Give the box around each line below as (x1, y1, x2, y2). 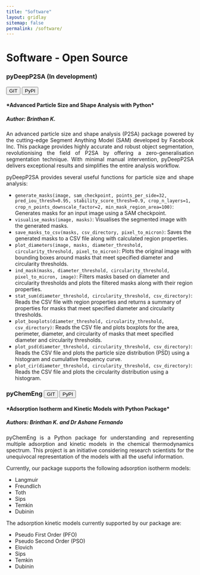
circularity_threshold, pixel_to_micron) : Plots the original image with (14, 247, 192, 255)
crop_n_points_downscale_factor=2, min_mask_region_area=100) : (14, 203, 174, 210)
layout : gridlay (6, 14, 46, 20)
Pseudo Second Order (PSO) (14, 537, 86, 545)
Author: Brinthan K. (6, 115, 56, 123)
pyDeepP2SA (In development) (6, 72, 98, 81)
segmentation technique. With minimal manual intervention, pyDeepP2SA (6, 156, 194, 163)
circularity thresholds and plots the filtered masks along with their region (14, 279, 193, 287)
